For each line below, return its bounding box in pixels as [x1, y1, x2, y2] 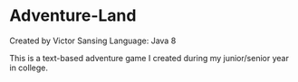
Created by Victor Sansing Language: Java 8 [9, 35, 177, 46]
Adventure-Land [9, 5, 137, 26]
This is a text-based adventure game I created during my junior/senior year [9, 52, 290, 63]
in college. [9, 62, 48, 73]
